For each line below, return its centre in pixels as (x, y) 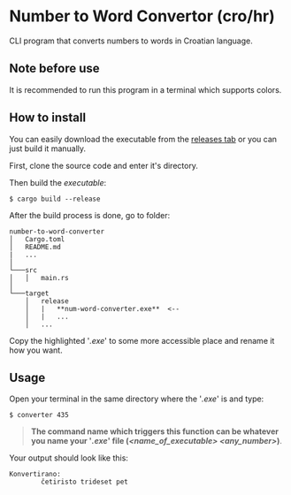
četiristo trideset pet (84, 482)
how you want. (36, 350)
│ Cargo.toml (37, 239)
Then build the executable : (58, 182)
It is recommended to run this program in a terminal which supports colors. (145, 89)
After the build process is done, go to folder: (90, 215)
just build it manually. (48, 148)
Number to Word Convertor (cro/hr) (142, 16)
